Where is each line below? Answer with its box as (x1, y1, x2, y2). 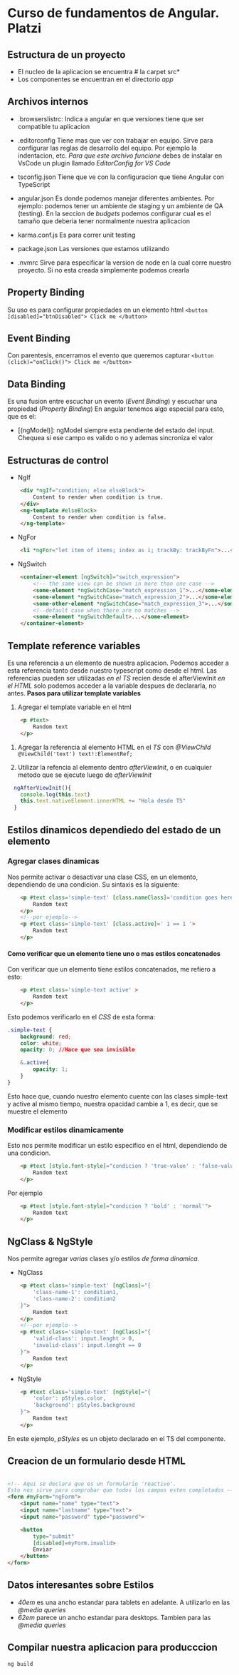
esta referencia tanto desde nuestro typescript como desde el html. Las (7, 666, 217, 675)
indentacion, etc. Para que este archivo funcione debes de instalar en (17, 151, 223, 160)
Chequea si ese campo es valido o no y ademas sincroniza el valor (17, 434, 213, 442)
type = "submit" (33, 1532, 75, 1540)
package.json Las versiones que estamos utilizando (17, 244, 170, 253)
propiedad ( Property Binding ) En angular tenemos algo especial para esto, (7, 404, 225, 413)
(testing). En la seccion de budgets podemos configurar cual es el (17, 209, 211, 218)
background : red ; (20, 1033, 72, 1040)
